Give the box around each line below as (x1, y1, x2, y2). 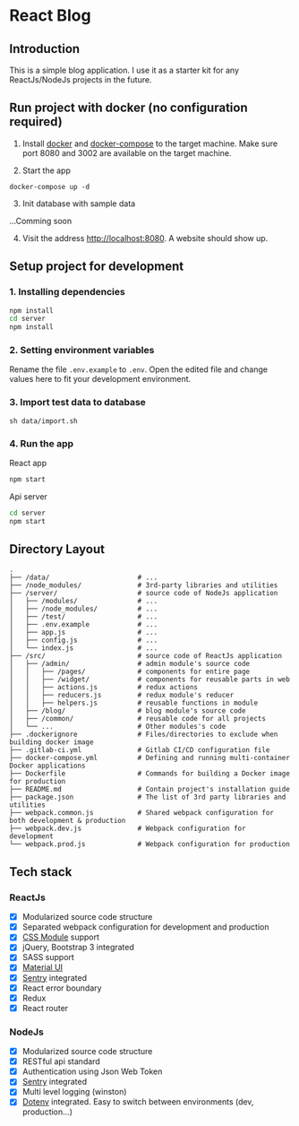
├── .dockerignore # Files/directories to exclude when (9, 730, 278, 740)
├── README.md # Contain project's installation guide (9, 785, 291, 794)
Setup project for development (9, 259, 184, 274)
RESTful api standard (21, 1056, 100, 1067)
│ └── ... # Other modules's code (9, 723, 226, 732)
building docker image (9, 738, 94, 747)
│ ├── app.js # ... (9, 628, 158, 637)
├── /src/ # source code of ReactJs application (9, 652, 282, 661)
